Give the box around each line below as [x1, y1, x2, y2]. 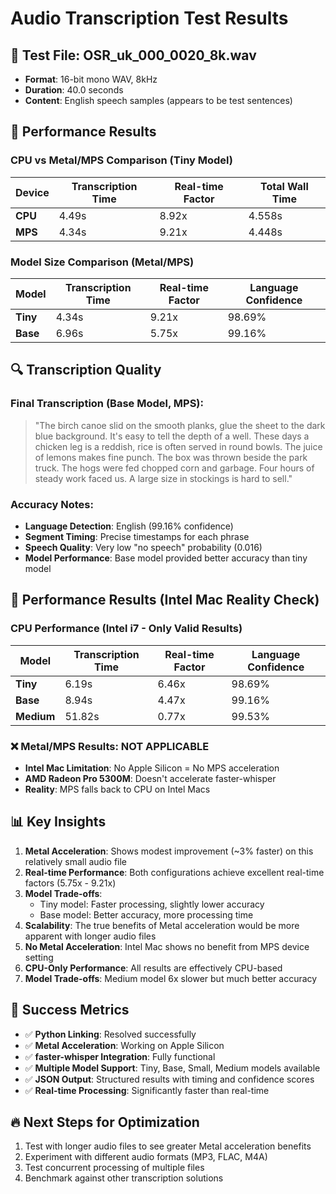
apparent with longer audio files [24, 930, 157, 942]
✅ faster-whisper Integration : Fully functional [24, 1050, 216, 1062]
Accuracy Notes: [10, 497, 94, 511]
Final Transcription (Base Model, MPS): [10, 397, 204, 411]
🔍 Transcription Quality [10, 362, 162, 379]
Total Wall [260, 179, 309, 193]
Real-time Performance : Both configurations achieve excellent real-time [24, 866, 325, 878]
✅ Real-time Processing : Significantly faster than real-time [24, 1084, 270, 1096]
